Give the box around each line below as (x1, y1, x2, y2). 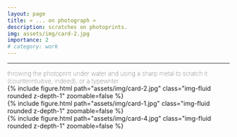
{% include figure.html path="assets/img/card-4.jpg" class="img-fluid (7, 114, 212, 122)
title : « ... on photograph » (7, 17, 97, 24)
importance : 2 (7, 37, 49, 44)
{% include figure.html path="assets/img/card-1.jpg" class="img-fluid (7, 100, 210, 107)
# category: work (7, 43, 59, 50)
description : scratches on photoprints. (7, 23, 128, 30)
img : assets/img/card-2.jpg (7, 30, 90, 37)
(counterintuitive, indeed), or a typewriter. (7, 77, 121, 85)
